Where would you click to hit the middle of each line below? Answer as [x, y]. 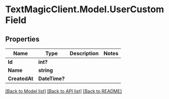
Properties [22, 39]
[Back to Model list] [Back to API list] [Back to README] [64, 91]
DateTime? [51, 79]
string [46, 70]
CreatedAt [21, 79]
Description [84, 53]
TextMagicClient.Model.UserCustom [85, 9]
